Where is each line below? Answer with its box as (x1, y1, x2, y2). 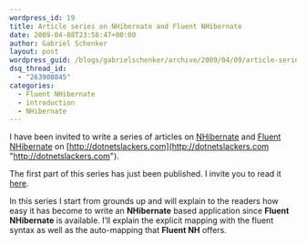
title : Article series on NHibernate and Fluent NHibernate (9, 22, 243, 31)
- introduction (17, 97, 76, 107)
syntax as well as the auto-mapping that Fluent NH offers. (9, 225, 228, 236)
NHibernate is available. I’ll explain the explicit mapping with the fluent (9, 215, 274, 226)
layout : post (9, 47, 59, 56)
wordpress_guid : (9, 56, 71, 65)
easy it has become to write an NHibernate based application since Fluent (9, 206, 290, 217)
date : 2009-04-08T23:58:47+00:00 (9, 30, 137, 39)
